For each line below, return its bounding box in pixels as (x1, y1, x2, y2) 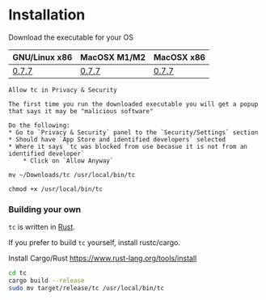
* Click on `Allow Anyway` (23, 156, 114, 165)
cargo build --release (8, 277, 85, 285)
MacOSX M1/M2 (80, 51, 146, 62)
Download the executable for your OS (8, 32, 133, 42)
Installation (8, 6, 86, 24)
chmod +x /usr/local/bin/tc (8, 184, 103, 193)
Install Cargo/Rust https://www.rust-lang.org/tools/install (8, 253, 197, 264)
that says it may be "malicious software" (8, 107, 154, 115)
